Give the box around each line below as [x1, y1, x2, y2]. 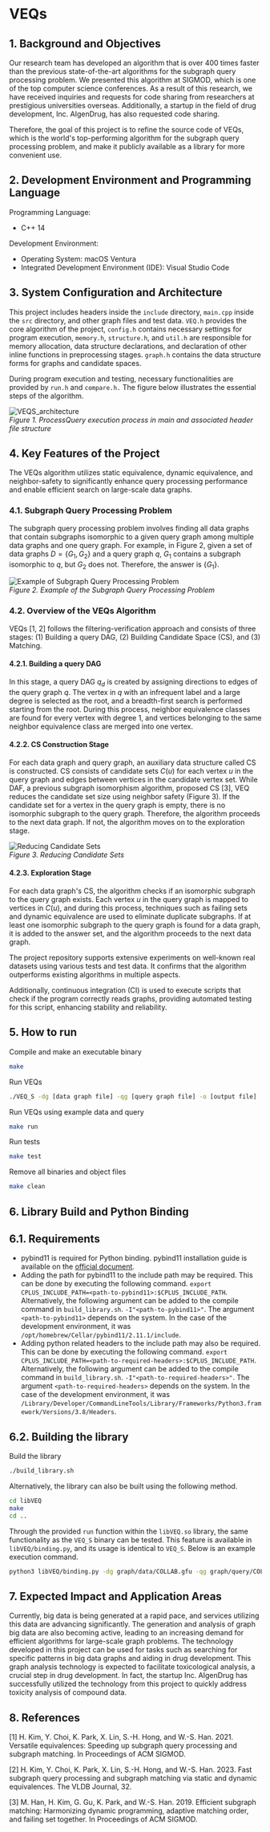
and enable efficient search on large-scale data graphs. [9, 485, 193, 494]
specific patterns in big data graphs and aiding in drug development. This [9, 1654, 252, 1663]
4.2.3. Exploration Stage [9, 868, 91, 878]
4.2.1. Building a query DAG [9, 659, 102, 668]
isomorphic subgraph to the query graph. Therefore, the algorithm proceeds [9, 808, 261, 819]
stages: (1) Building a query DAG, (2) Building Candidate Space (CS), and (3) [9, 632, 261, 642]
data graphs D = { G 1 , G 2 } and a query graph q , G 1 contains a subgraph [9, 549, 241, 560]
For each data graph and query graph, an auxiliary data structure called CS [9, 758, 256, 767]
